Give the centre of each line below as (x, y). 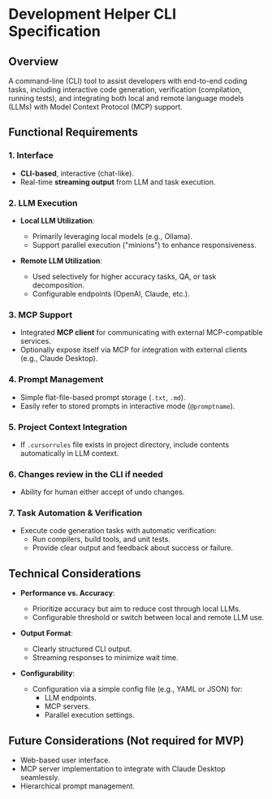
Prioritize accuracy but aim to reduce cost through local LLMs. (136, 609)
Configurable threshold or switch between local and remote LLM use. (148, 618)
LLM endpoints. (71, 698)
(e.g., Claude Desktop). (59, 358)
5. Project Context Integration (68, 427)
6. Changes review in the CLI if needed (86, 474)
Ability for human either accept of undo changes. (102, 492)
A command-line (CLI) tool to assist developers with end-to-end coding (128, 81)
